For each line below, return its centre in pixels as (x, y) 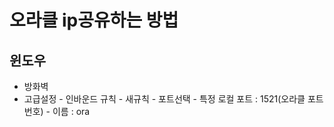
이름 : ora (71, 111)
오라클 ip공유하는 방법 (94, 20)
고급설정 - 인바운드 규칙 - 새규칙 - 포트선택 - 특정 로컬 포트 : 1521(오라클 (164, 99)
